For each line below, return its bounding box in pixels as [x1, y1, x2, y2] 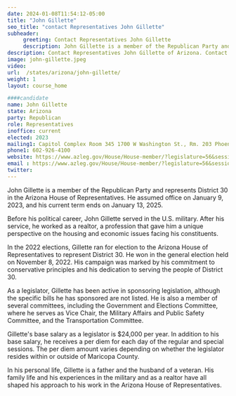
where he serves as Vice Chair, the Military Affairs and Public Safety [7, 308, 205, 317]
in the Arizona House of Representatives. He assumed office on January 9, [7, 193, 223, 202]
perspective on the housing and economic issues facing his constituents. [7, 229, 219, 237]
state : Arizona [7, 108, 52, 115]
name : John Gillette [7, 101, 68, 109]
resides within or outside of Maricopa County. [7, 352, 140, 360]
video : [7, 62, 27, 70]
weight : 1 [7, 75, 37, 83]
